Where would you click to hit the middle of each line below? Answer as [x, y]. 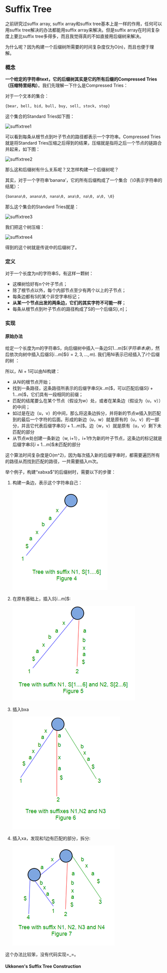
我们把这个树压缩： [25, 227]
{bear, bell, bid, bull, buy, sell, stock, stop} [58, 106]
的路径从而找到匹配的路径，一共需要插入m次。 [53, 461]
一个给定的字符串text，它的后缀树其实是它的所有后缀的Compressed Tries [81, 79]
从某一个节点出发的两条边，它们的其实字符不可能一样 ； [69, 303]
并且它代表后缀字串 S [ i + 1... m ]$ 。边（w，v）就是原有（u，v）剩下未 [91, 426]
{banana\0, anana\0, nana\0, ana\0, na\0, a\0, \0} [60, 197]
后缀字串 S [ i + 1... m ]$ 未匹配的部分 [46, 444]
